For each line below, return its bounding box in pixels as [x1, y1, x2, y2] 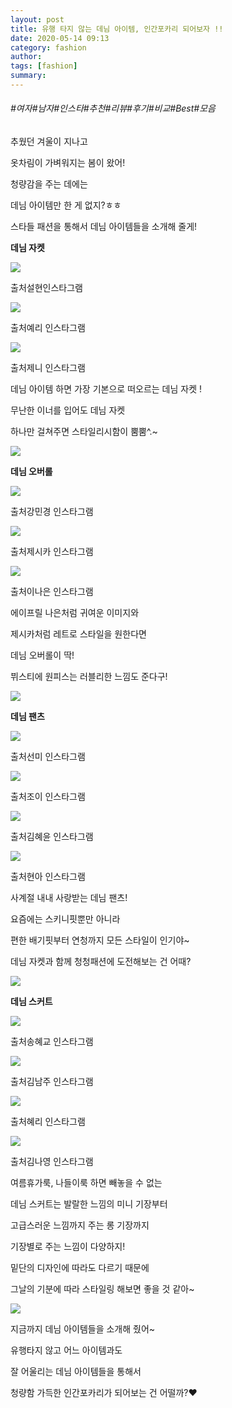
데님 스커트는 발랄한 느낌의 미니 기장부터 [10, 1198, 168, 1210]
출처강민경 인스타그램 [10, 506, 94, 518]
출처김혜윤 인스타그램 [10, 831, 94, 843]
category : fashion [10, 42, 87, 53]
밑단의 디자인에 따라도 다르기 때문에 [10, 1262, 150, 1274]
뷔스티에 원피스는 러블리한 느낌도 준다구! [10, 671, 168, 683]
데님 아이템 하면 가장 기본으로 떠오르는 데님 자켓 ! [10, 383, 203, 395]
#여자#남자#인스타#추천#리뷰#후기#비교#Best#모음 [10, 102, 216, 115]
